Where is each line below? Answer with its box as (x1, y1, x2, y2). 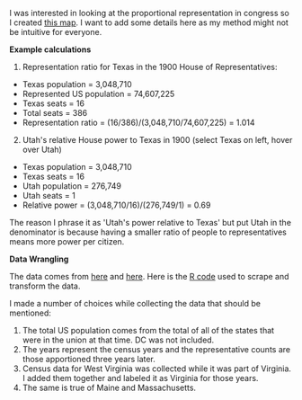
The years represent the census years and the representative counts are (22, 344, 290, 354)
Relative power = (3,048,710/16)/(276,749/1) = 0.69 (22, 200, 211, 210)
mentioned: (9, 307, 52, 318)
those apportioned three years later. (22, 354, 155, 364)
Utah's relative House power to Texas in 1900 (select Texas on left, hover (22, 135, 293, 145)
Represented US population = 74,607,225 (22, 89, 175, 99)
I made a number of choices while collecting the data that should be (9, 298, 261, 308)
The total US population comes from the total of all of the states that (22, 325, 275, 335)
